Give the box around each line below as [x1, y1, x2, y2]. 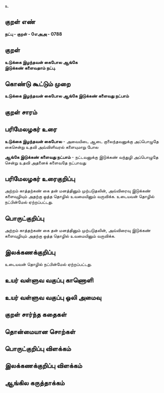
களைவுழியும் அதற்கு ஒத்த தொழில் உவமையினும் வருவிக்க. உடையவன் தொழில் [5, 193, 154, 200]
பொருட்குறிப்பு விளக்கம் [5, 345, 71, 353]
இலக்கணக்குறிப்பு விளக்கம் [5, 361, 83, 370]
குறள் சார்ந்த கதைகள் [5, 310, 67, 319]
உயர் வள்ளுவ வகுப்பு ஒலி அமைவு [5, 293, 102, 302]
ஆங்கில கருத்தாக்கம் [5, 378, 65, 387]
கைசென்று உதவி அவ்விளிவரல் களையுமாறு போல [5, 144, 99, 150]
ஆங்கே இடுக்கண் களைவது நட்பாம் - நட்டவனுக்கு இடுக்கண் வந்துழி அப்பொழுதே [5, 154, 159, 160]
